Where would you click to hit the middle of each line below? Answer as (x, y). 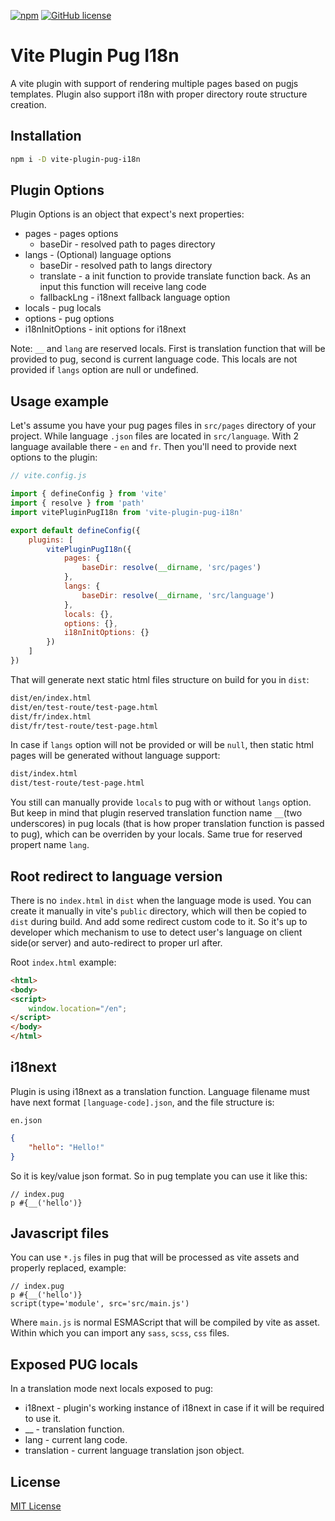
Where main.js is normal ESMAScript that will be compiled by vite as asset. (165, 1322)
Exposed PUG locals (74, 1364)
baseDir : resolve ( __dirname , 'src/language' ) (178, 595)
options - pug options (69, 319)
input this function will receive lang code (123, 287)
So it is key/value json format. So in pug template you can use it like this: (159, 1176)
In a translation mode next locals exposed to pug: (112, 1389)
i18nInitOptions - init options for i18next (105, 329)
